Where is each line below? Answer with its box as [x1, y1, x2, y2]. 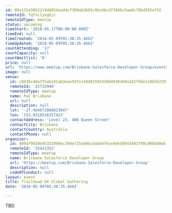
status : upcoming [5, 22, 42, 27]
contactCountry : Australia [10, 127, 68, 132]
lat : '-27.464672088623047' [10, 108, 70, 113]
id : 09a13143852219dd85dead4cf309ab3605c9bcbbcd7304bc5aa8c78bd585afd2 [5, 7, 161, 13]
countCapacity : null [5, 50, 50, 55]
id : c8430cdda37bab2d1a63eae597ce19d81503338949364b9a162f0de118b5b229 [10, 79, 166, 84]
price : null [5, 60, 31, 65]
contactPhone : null [10, 131, 52, 137]
